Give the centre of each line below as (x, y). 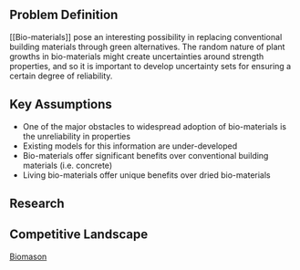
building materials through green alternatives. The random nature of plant (147, 47)
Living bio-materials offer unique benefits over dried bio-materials (146, 175)
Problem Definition (64, 15)
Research (37, 204)
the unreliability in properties (76, 136)
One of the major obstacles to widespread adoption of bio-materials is (155, 126)
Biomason (28, 256)
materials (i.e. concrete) (67, 165)
